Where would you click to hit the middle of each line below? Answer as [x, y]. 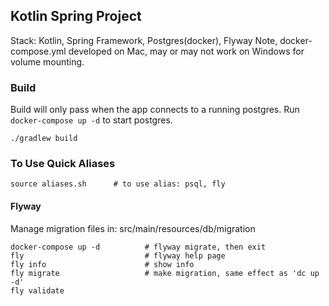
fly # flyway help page [118, 255]
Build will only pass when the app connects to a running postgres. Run [155, 110]
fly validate [37, 290]
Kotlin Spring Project [76, 16]
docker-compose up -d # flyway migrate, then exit [138, 247]
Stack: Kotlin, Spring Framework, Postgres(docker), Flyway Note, [144, 40]
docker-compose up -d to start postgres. [91, 120]
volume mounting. [47, 61]
